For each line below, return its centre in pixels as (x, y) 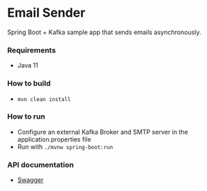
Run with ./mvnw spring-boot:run (65, 146)
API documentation (41, 165)
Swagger (30, 180)
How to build (29, 84)
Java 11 (28, 66)
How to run (26, 116)
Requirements (32, 50)
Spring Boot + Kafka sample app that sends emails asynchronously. (104, 32)
